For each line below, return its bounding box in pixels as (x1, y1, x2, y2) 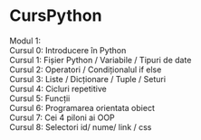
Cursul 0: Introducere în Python (9, 44, 127, 55)
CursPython (9, 5, 102, 26)
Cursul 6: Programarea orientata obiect (9, 102, 156, 113)
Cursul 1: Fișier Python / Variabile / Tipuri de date (9, 54, 192, 65)
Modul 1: (9, 35, 41, 46)
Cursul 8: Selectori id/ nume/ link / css (9, 121, 152, 132)
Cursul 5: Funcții (9, 92, 71, 104)
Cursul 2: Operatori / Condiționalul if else (9, 64, 162, 75)
